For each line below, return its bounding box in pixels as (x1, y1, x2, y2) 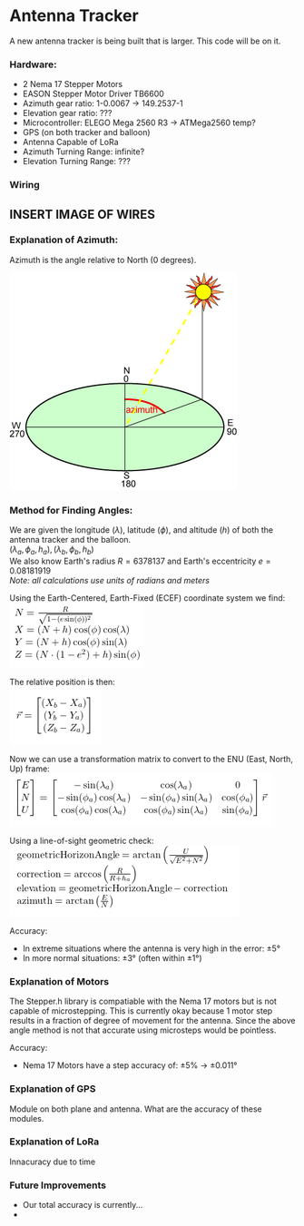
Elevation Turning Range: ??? (22, 156, 132, 167)
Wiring (9, 179, 41, 191)
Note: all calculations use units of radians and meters (9, 574, 211, 585)
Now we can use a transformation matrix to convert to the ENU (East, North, (9, 753, 293, 764)
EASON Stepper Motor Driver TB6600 (22, 88, 165, 100)
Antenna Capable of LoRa (22, 137, 120, 148)
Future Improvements (9, 1179, 107, 1192)
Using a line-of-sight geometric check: (9, 835, 154, 846)
